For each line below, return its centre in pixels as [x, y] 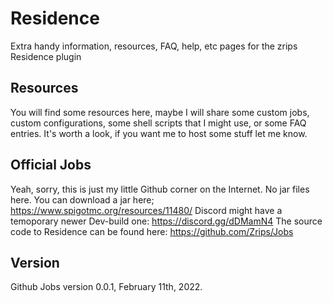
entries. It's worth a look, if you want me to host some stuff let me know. [159, 133]
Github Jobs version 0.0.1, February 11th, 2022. [106, 287]
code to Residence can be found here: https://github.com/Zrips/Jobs [152, 231]
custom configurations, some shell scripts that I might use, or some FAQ [158, 123]
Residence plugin [46, 56]
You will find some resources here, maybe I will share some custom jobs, [160, 112]
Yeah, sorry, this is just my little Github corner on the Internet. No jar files [160, 189]
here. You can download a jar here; [82, 199]
